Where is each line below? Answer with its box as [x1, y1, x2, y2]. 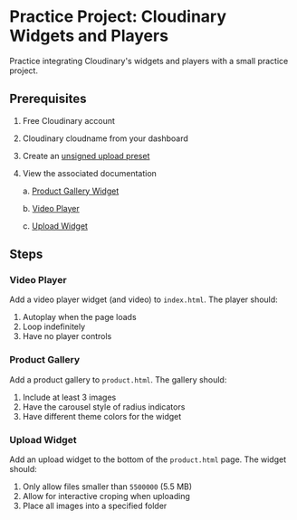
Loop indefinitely [22, 321, 86, 332]
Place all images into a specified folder [22, 500, 168, 512]
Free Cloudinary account [22, 115, 116, 126]
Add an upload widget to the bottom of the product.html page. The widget [9, 454, 287, 465]
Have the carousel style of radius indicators [22, 401, 186, 412]
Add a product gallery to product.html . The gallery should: [9, 373, 227, 385]
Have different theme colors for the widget [22, 411, 182, 421]
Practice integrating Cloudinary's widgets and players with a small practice [9, 55, 289, 66]
